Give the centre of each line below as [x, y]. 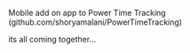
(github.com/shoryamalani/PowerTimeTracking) [95, 22]
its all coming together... [52, 39]
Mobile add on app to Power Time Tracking [87, 13]
